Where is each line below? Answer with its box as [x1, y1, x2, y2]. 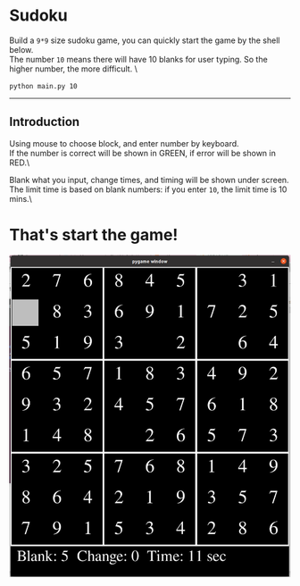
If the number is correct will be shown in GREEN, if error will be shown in [9, 147, 277, 158]
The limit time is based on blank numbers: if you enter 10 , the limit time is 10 [9, 184, 287, 195]
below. [9, 44, 34, 54]
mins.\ [9, 193, 33, 204]
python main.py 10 [9, 81, 78, 90]
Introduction [9, 114, 80, 130]
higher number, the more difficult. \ [9, 63, 138, 74]
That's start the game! [9, 224, 179, 245]
